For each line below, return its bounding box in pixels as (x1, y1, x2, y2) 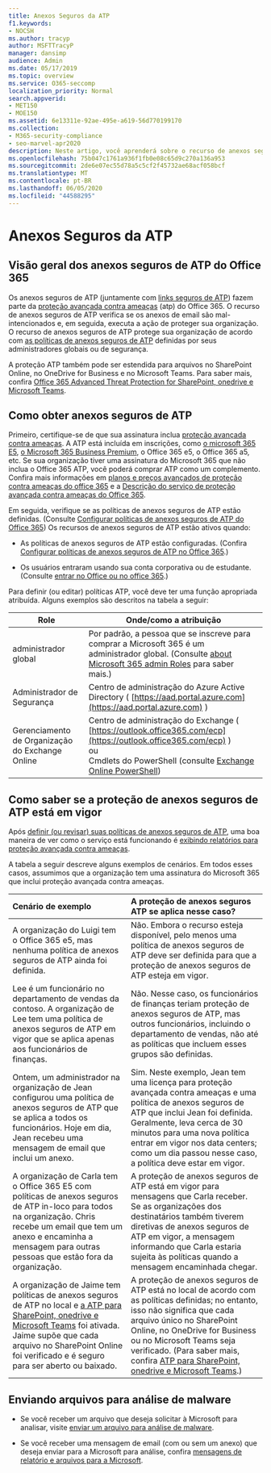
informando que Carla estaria (130, 1241, 242, 1253)
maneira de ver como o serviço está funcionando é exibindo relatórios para (8, 836, 259, 845)
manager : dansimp (8, 49, 67, 57)
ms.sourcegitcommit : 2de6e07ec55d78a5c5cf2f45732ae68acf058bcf (8, 162, 226, 170)
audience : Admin (8, 57, 63, 65)
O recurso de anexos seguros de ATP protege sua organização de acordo (8, 327, 253, 336)
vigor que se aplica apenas (12, 1033, 115, 1045)
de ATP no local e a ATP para (12, 1300, 123, 1311)
